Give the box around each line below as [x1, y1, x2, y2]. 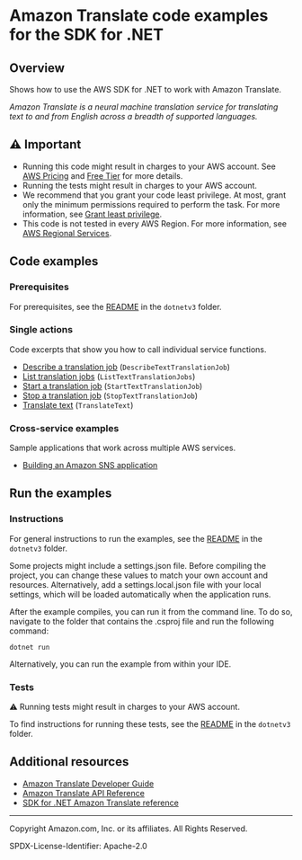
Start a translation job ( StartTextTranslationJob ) [22, 380, 203, 391]
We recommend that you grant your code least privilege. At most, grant [22, 190, 286, 200]
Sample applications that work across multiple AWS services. [9, 442, 236, 454]
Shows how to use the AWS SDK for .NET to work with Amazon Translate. [9, 84, 281, 94]
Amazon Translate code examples [9, 5, 269, 26]
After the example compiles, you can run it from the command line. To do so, [9, 606, 293, 616]
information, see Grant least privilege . [22, 208, 163, 219]
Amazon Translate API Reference [22, 787, 146, 798]
